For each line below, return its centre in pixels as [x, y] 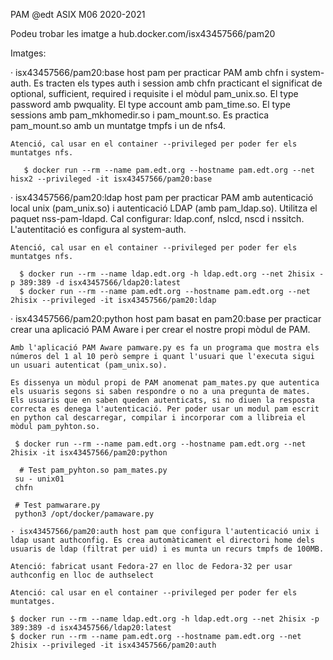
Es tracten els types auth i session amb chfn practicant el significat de [178, 83]
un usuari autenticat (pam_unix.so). [89, 365]
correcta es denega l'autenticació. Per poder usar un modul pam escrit [165, 409]
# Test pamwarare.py [57, 505]
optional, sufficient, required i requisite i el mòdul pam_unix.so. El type [154, 93]
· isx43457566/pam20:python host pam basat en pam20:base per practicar [166, 318]
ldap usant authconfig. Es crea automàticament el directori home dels [162, 540]
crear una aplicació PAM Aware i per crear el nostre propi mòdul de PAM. [160, 329]
